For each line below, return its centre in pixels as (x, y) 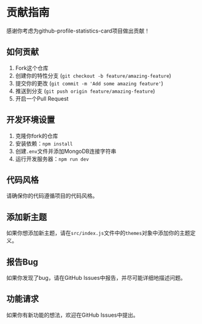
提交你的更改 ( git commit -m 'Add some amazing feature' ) (89, 83)
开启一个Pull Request (42, 98)
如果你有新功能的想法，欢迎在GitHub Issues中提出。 (72, 315)
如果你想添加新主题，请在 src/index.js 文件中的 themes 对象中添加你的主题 (98, 233)
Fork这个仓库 (32, 67)
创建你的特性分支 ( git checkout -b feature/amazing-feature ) (93, 75)
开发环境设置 (31, 120)
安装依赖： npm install (44, 143)
